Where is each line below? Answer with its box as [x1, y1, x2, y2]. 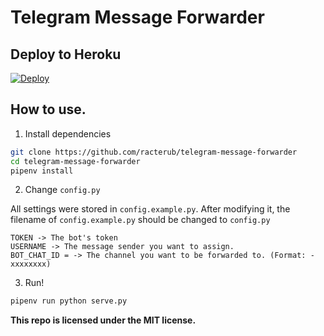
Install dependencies [24, 127, 112, 140]
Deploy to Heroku [10, 46, 122, 63]
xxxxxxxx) [10, 259, 52, 270]
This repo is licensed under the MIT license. [10, 314, 197, 326]
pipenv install [10, 166, 74, 176]
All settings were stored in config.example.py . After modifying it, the [10, 203, 291, 215]
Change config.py [24, 184, 101, 196]
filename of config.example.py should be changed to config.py [10, 214, 271, 226]
